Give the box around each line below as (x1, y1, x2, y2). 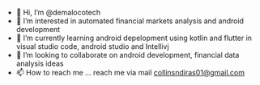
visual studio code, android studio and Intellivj (15, 42, 169, 51)
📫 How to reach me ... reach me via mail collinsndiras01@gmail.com (15, 68, 245, 77)
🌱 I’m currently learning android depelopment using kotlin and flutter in (15, 33, 253, 42)
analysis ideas (15, 59, 64, 68)
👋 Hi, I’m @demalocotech (15, 8, 101, 17)
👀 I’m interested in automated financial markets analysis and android (15, 16, 245, 26)
